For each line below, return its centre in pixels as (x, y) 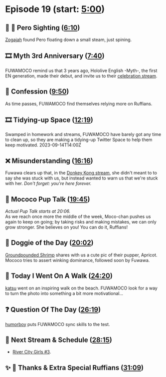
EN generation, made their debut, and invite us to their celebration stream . (81, 75)
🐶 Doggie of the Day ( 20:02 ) (49, 243)
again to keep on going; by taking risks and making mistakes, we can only (81, 222)
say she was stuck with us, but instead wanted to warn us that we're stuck (82, 178)
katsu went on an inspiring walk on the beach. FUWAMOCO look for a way (82, 288)
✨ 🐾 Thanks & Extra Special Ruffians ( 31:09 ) (74, 368)
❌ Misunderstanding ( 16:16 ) (49, 161)
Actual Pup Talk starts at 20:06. (38, 211)
